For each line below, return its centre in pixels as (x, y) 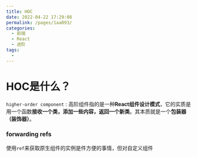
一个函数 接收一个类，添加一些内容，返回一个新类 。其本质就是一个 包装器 (98, 111)
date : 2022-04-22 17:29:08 (39, 17)
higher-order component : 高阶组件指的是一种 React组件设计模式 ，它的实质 (96, 104)
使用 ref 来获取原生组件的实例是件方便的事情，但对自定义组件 (80, 148)
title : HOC (19, 12)
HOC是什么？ (39, 86)
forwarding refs (29, 135)
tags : (13, 50)
